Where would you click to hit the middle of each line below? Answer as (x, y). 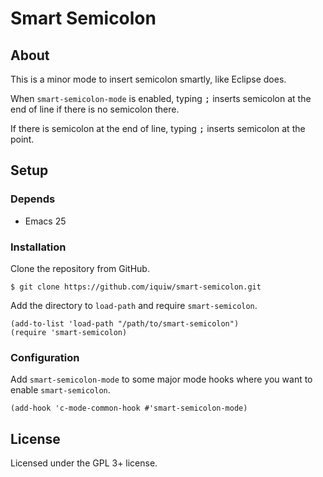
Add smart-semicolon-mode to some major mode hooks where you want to (161, 379)
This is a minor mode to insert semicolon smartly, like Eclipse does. (148, 79)
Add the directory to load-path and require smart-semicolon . (134, 305)
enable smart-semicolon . (60, 390)
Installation (38, 247)
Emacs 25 (45, 221)
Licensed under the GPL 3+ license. (84, 463)
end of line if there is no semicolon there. (95, 109)
